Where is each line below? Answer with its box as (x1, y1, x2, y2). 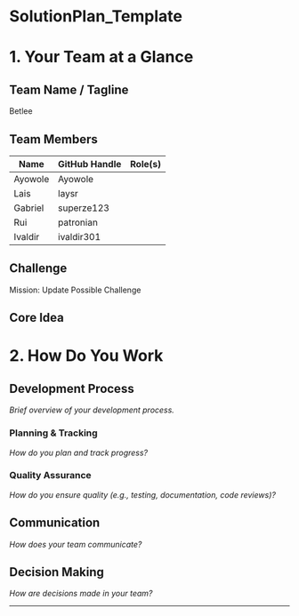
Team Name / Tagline (9, 82, 129, 97)
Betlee (9, 106, 33, 116)
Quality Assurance (9, 469, 92, 482)
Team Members (9, 132, 98, 147)
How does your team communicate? (9, 539, 142, 549)
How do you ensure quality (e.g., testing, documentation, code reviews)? (9, 489, 276, 500)
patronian (57, 216, 98, 228)
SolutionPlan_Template (9, 6, 183, 27)
